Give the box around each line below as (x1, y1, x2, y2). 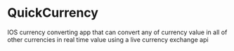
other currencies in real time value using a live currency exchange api (7, 35, 209, 43)
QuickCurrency (7, 5, 98, 21)
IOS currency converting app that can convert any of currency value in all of (7, 28, 228, 36)
